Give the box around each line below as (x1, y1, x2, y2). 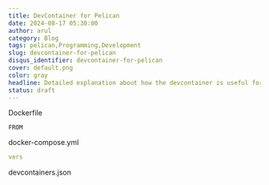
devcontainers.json (8, 167, 72, 177)
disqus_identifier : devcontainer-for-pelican (8, 57, 163, 65)
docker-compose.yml (8, 138, 79, 147)
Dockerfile (8, 108, 42, 118)
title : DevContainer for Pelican (8, 11, 120, 20)
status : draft (8, 86, 56, 95)
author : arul (8, 26, 52, 34)
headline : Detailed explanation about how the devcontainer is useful (8, 78, 249, 86)
